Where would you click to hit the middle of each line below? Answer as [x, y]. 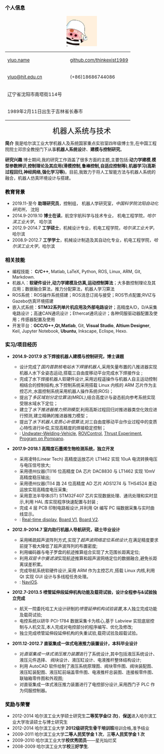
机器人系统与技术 [82, 131]
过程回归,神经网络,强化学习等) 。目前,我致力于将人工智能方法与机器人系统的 [80, 172]
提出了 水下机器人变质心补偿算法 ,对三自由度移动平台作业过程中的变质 [88, 422]
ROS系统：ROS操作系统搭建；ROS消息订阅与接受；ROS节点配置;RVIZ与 [84, 295]
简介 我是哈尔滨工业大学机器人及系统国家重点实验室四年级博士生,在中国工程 [81, 143]
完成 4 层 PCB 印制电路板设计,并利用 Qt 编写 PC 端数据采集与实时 [85, 508]
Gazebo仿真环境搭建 [33, 301]
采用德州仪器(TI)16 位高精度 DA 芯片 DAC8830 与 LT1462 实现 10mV [87, 471]
